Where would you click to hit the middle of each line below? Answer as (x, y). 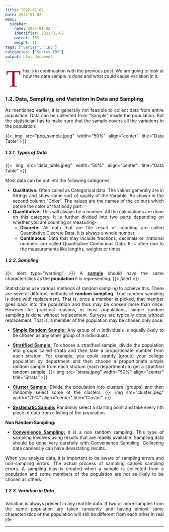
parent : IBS (27, 38)
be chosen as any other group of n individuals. (61, 335)
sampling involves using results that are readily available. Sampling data (88, 437)
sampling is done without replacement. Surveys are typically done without (84, 315)
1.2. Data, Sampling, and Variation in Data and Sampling (74, 99)
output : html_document (29, 57)
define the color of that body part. (48, 206)
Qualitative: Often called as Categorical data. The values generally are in (88, 190)
